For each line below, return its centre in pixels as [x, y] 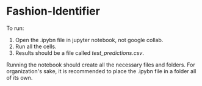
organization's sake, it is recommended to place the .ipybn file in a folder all [101, 71]
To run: [15, 28]
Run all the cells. [36, 46]
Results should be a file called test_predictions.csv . [80, 52]
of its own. [20, 77]
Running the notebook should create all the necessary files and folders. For [101, 65]
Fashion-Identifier [53, 11]
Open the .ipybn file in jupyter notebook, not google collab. [89, 40]
